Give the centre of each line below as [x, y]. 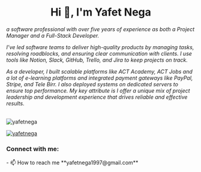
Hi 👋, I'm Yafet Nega [101, 12]
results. [16, 103]
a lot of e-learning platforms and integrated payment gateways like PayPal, [100, 78]
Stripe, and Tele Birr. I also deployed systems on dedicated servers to [92, 84]
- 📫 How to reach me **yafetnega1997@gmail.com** [72, 162]
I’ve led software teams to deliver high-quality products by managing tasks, [100, 47]
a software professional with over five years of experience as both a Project [100, 29]
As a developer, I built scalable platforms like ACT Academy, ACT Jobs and [100, 71]
